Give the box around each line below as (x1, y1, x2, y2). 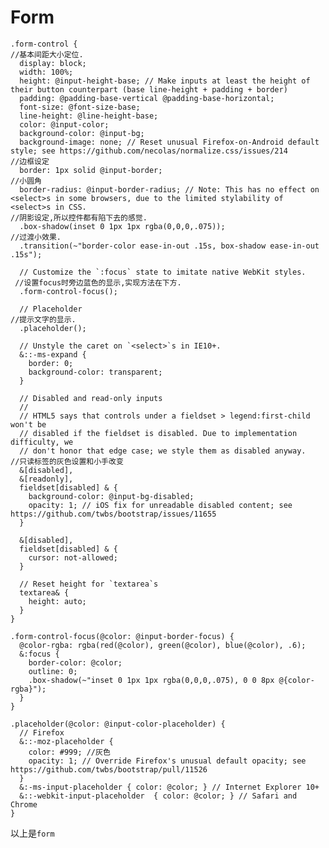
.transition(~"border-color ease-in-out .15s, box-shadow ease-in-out (19, 241, 320, 251)
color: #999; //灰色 (28, 747, 111, 757)
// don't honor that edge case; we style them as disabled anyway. (19, 446, 307, 456)
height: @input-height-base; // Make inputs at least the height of (19, 76, 311, 86)
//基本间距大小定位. (10, 49, 84, 60)
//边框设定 (10, 156, 50, 166)
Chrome (10, 799, 38, 810)
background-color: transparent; (28, 367, 163, 377)
